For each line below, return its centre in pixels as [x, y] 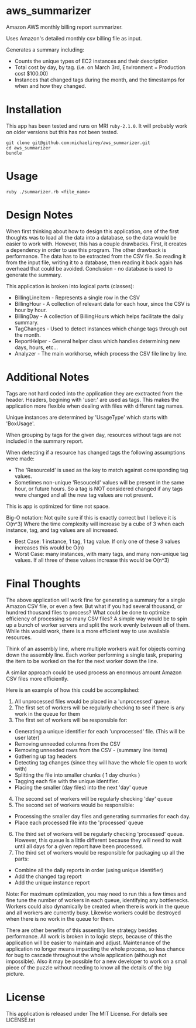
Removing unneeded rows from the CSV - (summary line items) [91, 750]
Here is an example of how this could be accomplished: [73, 690]
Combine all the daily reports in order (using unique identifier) [89, 870]
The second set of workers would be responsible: [74, 805]
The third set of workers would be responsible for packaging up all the [99, 852]
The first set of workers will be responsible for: [71, 720]
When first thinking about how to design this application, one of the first [93, 231]
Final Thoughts [43, 583]
